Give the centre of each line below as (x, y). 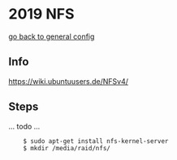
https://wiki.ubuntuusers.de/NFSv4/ (68, 81)
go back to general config (52, 36)
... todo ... (24, 126)
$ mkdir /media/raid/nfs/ (67, 148)
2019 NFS (41, 14)
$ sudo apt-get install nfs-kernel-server (96, 141)
